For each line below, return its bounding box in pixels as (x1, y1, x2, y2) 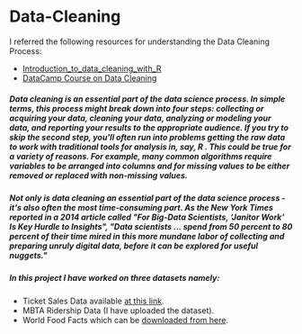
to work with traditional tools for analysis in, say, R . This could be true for (9, 141, 292, 152)
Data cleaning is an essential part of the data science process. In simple (9, 93, 286, 104)
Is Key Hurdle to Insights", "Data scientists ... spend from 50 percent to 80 (9, 221, 293, 231)
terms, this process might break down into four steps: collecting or (9, 103, 264, 113)
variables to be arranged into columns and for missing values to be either (9, 160, 290, 171)
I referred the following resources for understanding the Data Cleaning (9, 36, 271, 47)
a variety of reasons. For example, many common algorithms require (9, 150, 272, 161)
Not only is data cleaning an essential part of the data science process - (9, 192, 286, 203)
